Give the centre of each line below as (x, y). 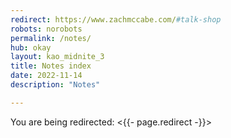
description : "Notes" (55, 85)
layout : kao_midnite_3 (57, 57)
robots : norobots (46, 29)
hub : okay (31, 47)
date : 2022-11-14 (46, 76)
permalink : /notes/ (51, 38)
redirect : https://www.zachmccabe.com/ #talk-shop (116, 19)
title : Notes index (51, 66)
